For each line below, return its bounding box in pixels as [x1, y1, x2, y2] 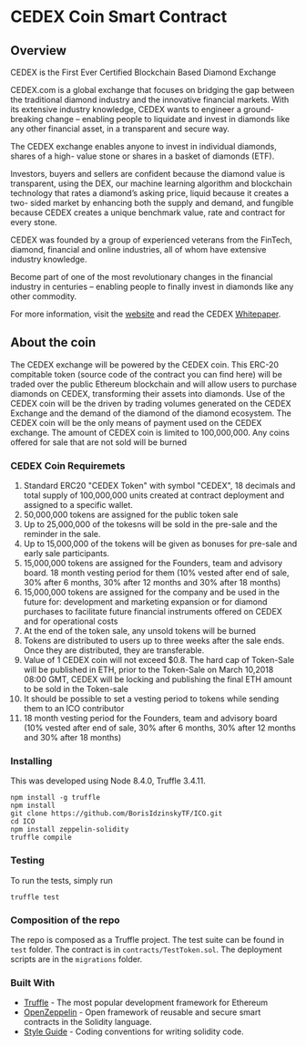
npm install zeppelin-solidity [10, 825, 129, 834]
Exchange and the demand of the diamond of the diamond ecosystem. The [10, 408, 292, 419]
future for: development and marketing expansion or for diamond [23, 596, 268, 607]
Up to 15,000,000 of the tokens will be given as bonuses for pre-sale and [23, 538, 298, 549]
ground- [243, 104, 274, 115]
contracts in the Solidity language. [23, 1017, 153, 1028]
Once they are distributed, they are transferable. [23, 645, 205, 656]
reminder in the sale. [23, 529, 101, 540]
